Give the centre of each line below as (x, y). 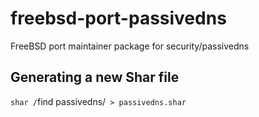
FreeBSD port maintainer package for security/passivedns (130, 46)
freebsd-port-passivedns (118, 18)
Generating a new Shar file (95, 77)
